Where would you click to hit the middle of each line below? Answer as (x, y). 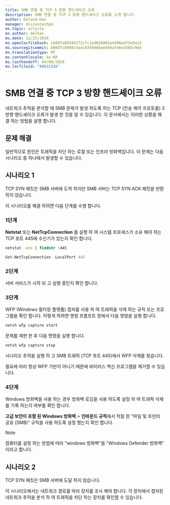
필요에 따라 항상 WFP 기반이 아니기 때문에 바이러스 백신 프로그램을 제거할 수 (80, 367)
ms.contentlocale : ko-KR (31, 57)
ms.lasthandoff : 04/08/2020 (35, 62)
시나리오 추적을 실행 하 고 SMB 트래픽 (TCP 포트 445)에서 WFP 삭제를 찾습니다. (84, 356)
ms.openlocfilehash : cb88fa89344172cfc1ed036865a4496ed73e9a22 (74, 43)
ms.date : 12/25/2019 (27, 39)
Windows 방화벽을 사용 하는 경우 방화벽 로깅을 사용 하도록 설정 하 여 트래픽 (80, 399)
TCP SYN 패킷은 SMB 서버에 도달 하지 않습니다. (53, 480)
